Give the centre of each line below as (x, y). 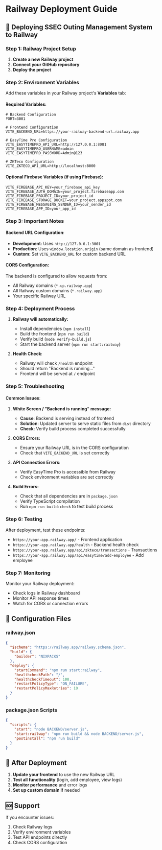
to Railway (22, 35)
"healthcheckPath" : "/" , (40, 675)
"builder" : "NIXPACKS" (37, 657)
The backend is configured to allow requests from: (57, 276)
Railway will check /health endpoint (56, 363)
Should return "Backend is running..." (57, 369)
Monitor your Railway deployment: (40, 583)
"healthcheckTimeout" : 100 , (43, 679)
